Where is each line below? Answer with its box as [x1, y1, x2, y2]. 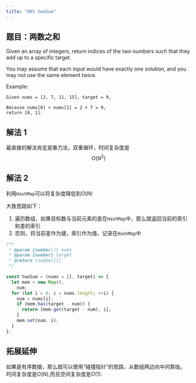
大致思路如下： [6, 202, 42, 209]
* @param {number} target [8, 252, 72, 258]
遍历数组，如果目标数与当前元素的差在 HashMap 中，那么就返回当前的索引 [14, 215, 188, 222]
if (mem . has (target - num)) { [16, 301, 91, 307]
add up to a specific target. [6, 54, 72, 61]
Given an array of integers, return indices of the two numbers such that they [6, 48, 190, 55]
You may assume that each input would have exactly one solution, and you [6, 65, 187, 72]
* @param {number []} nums [8, 247, 72, 253]
